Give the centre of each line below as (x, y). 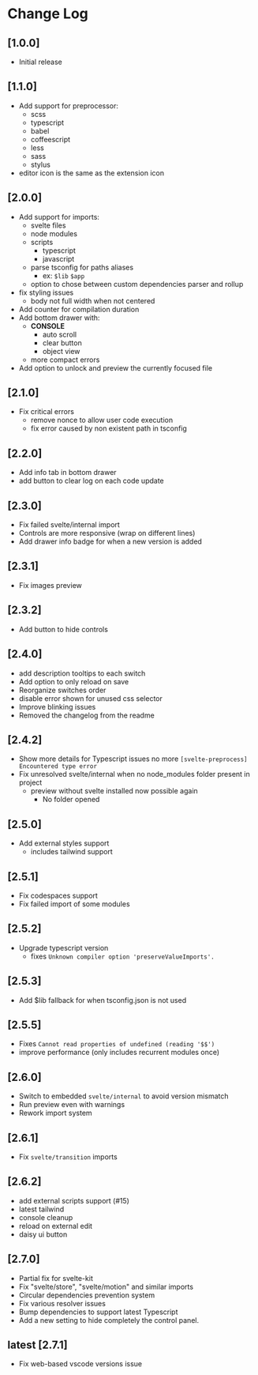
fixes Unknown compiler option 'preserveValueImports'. (122, 956)
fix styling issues (46, 292)
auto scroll (59, 334)
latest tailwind (41, 1209)
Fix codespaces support (58, 895)
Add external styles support (64, 843)
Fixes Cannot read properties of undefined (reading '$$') (117, 1044)
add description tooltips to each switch (82, 673)
